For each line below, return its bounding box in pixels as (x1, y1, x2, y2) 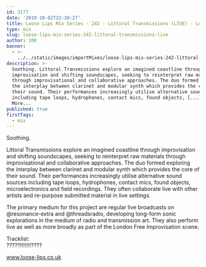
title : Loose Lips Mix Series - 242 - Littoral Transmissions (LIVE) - (6, 20, 193, 26)
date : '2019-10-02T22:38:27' (6, 15, 81, 21)
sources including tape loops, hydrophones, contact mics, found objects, (6, 179, 191, 186)
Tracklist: (6, 235, 29, 242)
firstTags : (6, 112, 34, 118)
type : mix (6, 26, 32, 33)
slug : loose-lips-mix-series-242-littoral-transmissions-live (6, 32, 169, 38)
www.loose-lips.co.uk (6, 253, 61, 261)
